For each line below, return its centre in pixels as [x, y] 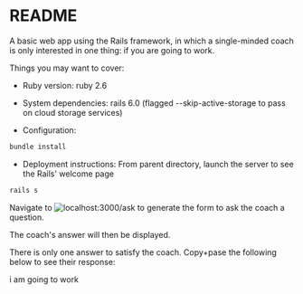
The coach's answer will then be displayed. [90, 234]
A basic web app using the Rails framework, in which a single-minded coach [151, 41]
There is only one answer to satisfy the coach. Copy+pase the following [143, 252]
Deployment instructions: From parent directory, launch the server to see [158, 164]
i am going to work [44, 279]
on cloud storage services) [72, 112]
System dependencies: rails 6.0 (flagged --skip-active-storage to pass [154, 103]
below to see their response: [62, 261]
